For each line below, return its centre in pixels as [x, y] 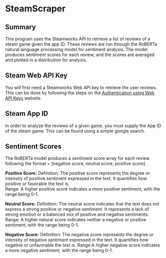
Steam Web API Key [36, 76]
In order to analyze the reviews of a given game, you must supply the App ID [83, 126]
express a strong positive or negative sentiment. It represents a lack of [77, 209]
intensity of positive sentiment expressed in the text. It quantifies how [76, 179]
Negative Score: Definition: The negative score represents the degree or [79, 235]
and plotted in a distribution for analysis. [46, 60]
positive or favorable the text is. [37, 184]
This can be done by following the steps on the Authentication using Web [80, 93]
